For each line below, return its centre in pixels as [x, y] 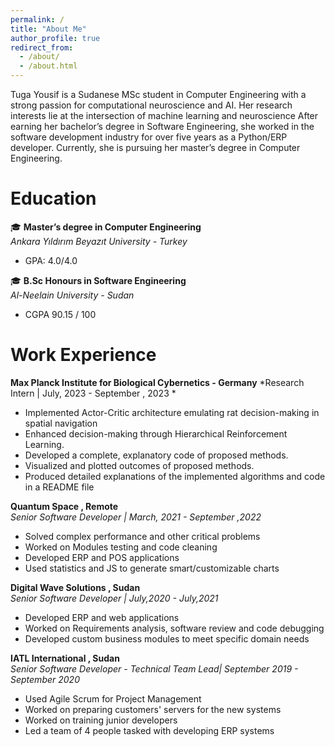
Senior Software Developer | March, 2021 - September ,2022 [136, 517]
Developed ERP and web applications [102, 617]
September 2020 [45, 679]
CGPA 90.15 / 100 [60, 314]
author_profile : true [55, 38]
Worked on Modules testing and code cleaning [121, 547]
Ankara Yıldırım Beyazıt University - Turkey [99, 241]
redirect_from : [42, 47]
